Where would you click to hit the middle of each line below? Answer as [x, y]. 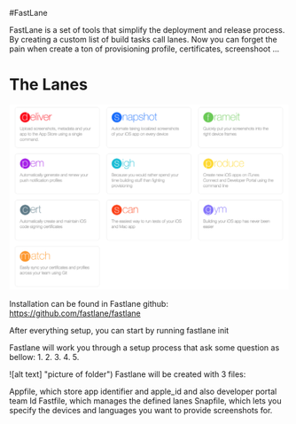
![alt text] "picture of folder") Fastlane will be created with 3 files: [128, 374]
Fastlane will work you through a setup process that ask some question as [144, 348]
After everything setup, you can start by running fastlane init [119, 331]
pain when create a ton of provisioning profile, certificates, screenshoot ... [144, 49]
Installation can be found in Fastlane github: [89, 304]
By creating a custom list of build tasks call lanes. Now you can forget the [143, 39]
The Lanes [49, 85]
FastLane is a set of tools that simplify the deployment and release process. [147, 30]
